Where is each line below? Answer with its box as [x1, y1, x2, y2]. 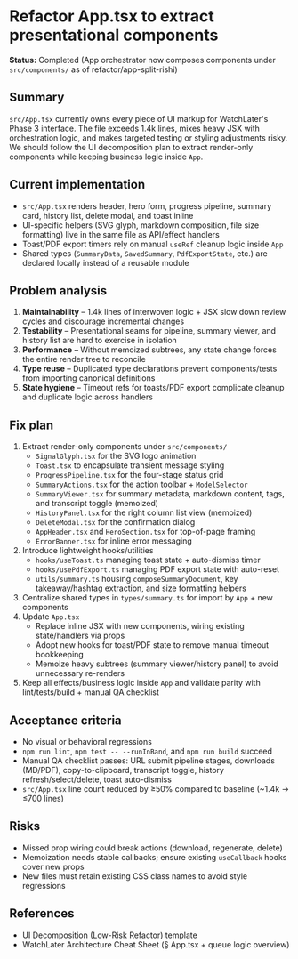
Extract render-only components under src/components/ [21, 441, 228, 452]
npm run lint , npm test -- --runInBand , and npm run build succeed [21, 745, 273, 756]
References [9, 906, 75, 922]
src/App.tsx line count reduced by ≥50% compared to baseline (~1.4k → [21, 784, 290, 794]
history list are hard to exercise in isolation [21, 335, 178, 346]
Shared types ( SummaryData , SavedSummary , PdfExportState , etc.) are [21, 247, 269, 259]
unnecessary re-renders [35, 668, 125, 679]
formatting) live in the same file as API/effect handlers [21, 229, 220, 239]
